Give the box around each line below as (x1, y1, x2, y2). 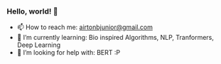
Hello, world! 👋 (6, 6, 58, 16)
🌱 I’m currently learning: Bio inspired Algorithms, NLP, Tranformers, (16, 33, 215, 42)
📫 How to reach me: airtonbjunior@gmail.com (16, 23, 153, 31)
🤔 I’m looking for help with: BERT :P (16, 48, 121, 57)
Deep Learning (16, 41, 61, 49)
